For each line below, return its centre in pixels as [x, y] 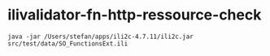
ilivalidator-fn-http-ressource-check [135, 15]
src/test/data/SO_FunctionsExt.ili [68, 43]
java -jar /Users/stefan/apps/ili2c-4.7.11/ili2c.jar [101, 37]
